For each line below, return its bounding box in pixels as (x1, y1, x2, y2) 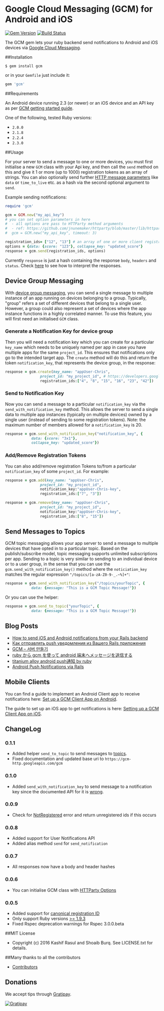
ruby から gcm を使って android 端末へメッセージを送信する (12, 652, 133, 658)
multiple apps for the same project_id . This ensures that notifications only (5, 349, 155, 355)
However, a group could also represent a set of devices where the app (5, 305, 146, 311)
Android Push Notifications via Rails (12, 664, 84, 670)
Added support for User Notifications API (12, 835, 95, 841)
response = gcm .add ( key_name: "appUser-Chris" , (5, 478, 104, 483)
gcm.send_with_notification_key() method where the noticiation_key (5, 566, 147, 572)
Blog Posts (5, 622, 39, 630)
